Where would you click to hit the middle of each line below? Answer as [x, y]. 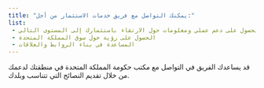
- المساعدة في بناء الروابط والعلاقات [73, 45]
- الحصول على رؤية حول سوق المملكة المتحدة [84, 37]
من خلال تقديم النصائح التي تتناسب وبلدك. [69, 75]
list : [17, 23]
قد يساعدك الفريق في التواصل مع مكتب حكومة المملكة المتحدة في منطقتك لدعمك [129, 67]
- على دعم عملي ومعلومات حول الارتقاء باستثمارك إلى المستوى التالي [124, 30]
